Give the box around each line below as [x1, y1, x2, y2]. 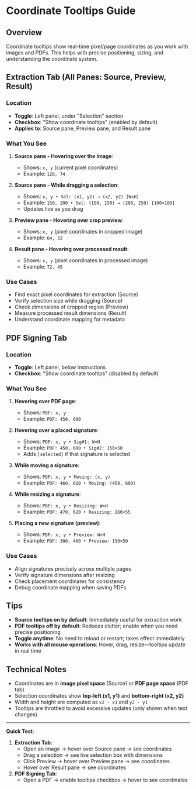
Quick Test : [6, 728, 34, 735]
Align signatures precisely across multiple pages [14, 565, 131, 572]
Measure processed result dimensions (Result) [14, 310, 127, 317]
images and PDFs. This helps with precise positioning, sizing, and [6, 49, 163, 56]
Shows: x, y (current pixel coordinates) [23, 164, 118, 171]
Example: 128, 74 [23, 170, 65, 177]
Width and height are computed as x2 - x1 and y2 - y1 [14, 698, 148, 706]
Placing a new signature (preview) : [14, 520, 101, 527]
